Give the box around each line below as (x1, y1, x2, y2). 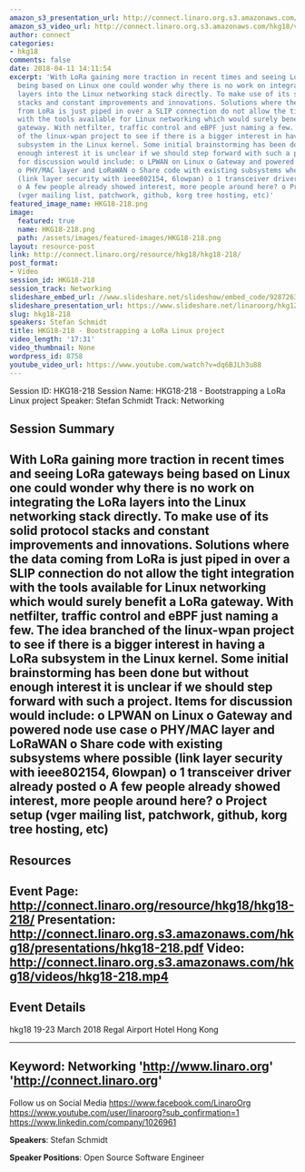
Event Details (9, 1000, 86, 1015)
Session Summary (9, 420, 115, 437)
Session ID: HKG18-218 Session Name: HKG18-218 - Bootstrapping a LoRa (9, 385, 286, 396)
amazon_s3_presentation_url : (9, 13, 120, 23)
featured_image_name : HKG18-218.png (9, 199, 148, 209)
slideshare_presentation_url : (9, 301, 124, 310)
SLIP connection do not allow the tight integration (9, 566, 295, 581)
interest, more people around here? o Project (9, 793, 268, 809)
